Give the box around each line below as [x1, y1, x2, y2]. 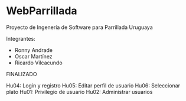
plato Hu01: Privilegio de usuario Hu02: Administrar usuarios [6, 88, 153, 95]
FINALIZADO [6, 70, 37, 77]
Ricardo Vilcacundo [14, 59, 63, 66]
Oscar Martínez [14, 53, 53, 60]
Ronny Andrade [14, 46, 53, 54]
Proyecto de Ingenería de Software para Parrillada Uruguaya [6, 24, 153, 31]
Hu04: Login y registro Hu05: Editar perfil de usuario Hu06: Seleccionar [6, 82, 181, 89]
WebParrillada [6, 4, 78, 18]
